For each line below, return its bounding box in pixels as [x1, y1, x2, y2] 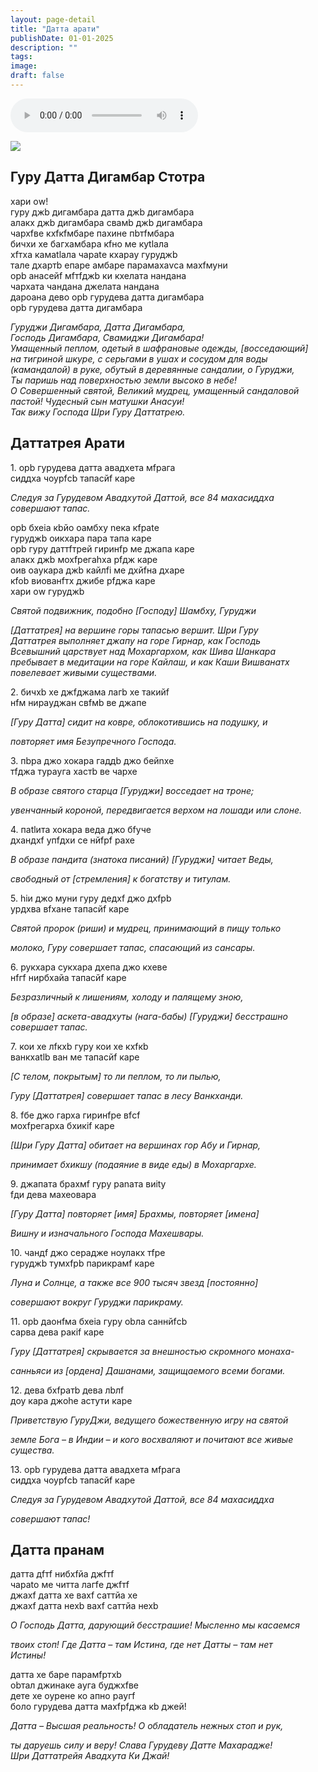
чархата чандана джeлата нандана [10, 280, 160, 292]
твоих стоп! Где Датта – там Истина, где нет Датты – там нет [10, 1639, 273, 1651]
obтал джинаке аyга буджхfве [10, 1679, 140, 1691]
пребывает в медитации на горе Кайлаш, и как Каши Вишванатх [10, 656, 290, 668]
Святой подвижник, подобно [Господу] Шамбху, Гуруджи [10, 604, 257, 616]
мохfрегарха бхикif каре [10, 1119, 115, 1131]
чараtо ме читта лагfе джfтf [10, 1579, 130, 1591]
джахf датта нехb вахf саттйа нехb [10, 1600, 159, 1612]
